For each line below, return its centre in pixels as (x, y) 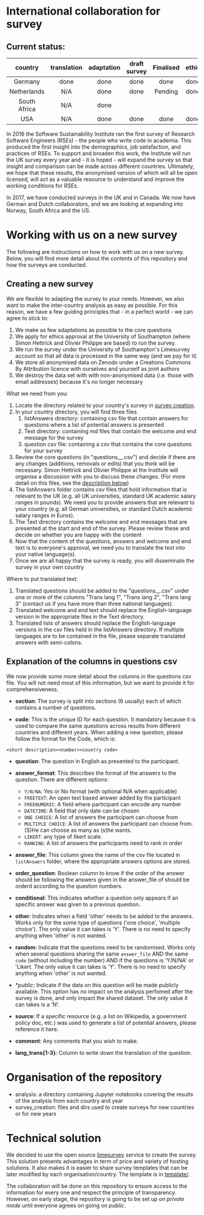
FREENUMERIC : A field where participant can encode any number (103, 804)
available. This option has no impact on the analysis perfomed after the (104, 991)
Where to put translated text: (42, 579)
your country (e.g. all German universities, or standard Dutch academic (104, 509)
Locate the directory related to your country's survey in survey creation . (105, 405)
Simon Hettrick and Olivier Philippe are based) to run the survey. (95, 343)
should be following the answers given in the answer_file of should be (102, 879)
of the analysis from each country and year (69, 1101)
